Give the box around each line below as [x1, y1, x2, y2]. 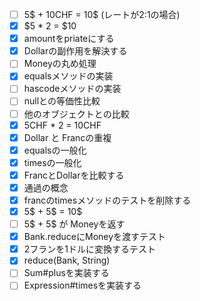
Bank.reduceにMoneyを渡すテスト [23, 231, 167, 243]
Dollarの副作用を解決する [23, 45, 128, 57]
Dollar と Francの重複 [23, 131, 112, 143]
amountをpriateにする [23, 33, 115, 45]
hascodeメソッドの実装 [23, 83, 122, 95]
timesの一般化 [23, 156, 82, 168]
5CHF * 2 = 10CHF [23, 119, 102, 131]
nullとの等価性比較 [23, 95, 101, 107]
